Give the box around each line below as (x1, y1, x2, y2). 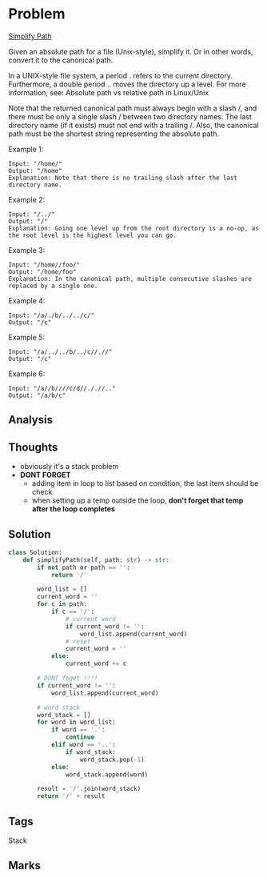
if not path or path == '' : (37, 563, 130, 571)
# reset (65, 637, 91, 645)
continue (65, 733, 94, 741)
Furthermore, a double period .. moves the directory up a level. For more (8, 79, 246, 89)
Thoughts (8, 440, 58, 454)
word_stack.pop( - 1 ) (79, 756, 145, 764)
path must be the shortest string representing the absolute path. (8, 129, 220, 138)
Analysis (8, 413, 54, 427)
